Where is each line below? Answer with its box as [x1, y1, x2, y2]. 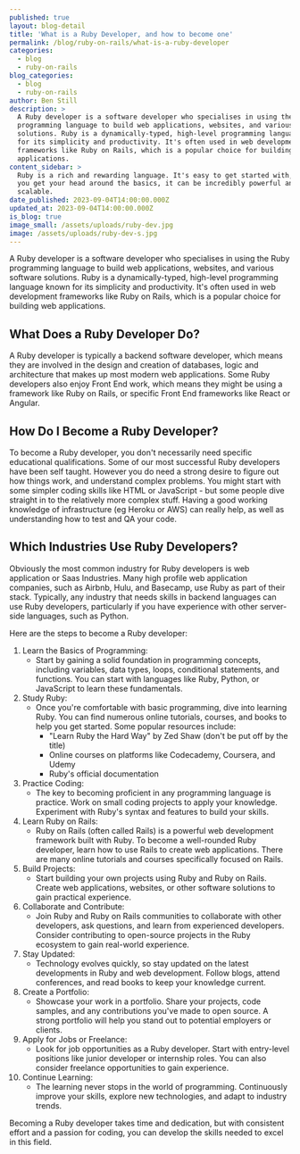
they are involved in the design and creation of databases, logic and [9, 360, 259, 370]
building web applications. [9, 301, 106, 311]
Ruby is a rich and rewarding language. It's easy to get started [17, 170, 270, 179]
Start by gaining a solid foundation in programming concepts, [35, 654, 262, 665]
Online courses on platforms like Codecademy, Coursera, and [48, 749, 276, 760]
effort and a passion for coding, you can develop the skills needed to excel [9, 1126, 284, 1138]
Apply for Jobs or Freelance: [21, 1034, 128, 1044]
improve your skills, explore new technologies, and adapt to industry [35, 1091, 287, 1101]
